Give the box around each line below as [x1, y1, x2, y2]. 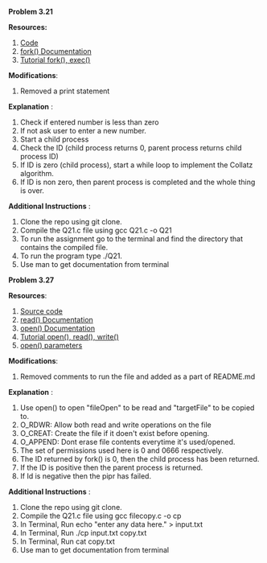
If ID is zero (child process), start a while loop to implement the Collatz [19, 160, 253, 170]
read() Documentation [19, 315, 94, 324]
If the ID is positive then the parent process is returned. [19, 462, 203, 472]
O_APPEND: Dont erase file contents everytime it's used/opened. [19, 438, 236, 446]
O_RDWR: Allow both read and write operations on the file [19, 420, 212, 429]
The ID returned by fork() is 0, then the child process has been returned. [19, 454, 260, 463]
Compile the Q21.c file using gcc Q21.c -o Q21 [19, 225, 173, 235]
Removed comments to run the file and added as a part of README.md [19, 372, 256, 381]
